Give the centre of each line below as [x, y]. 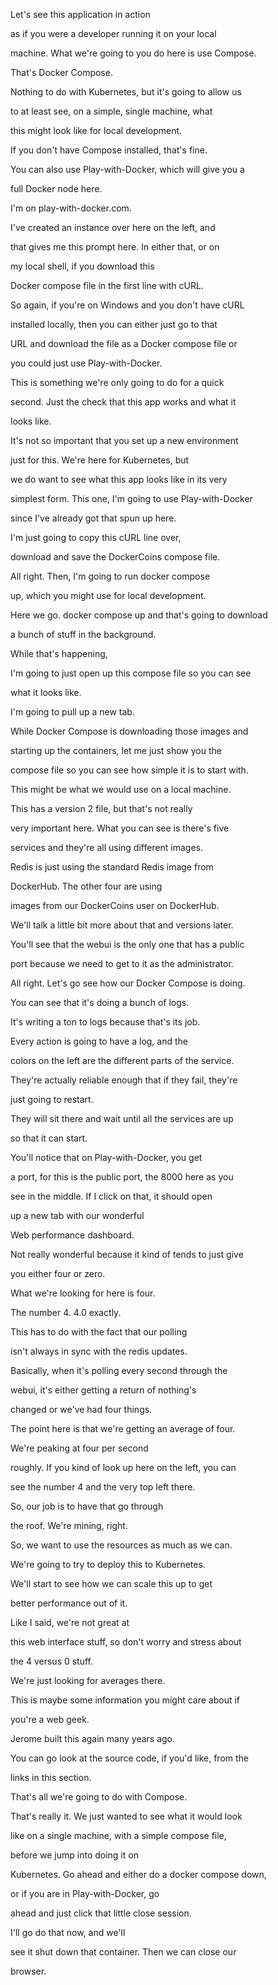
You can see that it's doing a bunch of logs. [100, 1002]
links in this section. [51, 1777]
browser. [28, 1971]
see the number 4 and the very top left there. [103, 1487]
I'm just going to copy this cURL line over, [96, 537]
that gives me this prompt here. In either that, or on [115, 247]
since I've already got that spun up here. [93, 518]
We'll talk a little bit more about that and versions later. [122, 925]
